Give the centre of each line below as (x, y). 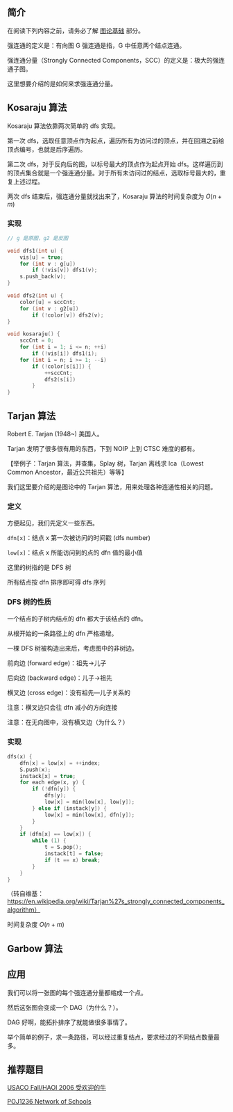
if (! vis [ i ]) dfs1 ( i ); (65, 354)
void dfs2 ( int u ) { (35, 296)
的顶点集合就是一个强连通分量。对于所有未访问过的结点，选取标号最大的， (113, 173)
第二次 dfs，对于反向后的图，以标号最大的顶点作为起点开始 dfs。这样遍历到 (115, 164)
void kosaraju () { (34, 334)
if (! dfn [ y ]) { (54, 789)
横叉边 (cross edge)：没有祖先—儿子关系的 (69, 692)
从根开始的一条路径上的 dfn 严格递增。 (62, 633)
